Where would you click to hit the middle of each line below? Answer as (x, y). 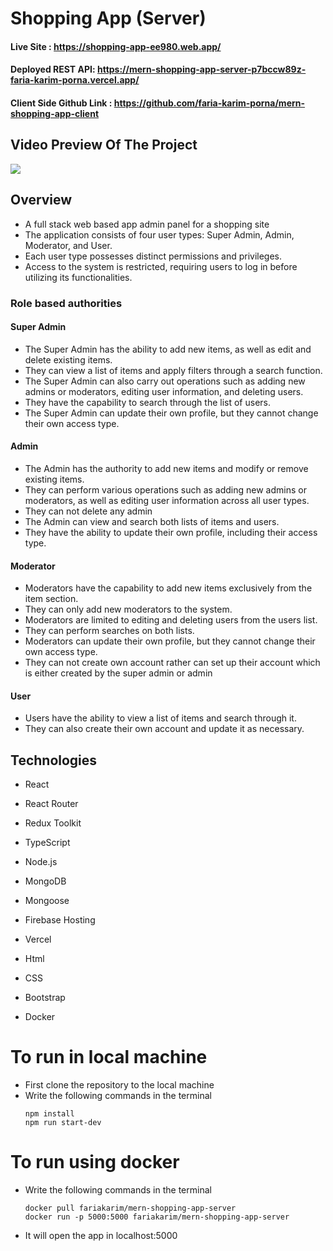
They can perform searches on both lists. (109, 631)
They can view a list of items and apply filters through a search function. (173, 370)
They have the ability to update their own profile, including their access (171, 532)
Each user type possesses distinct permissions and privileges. (153, 256)
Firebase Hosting (60, 920)
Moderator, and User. (68, 245)
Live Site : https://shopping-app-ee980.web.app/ (116, 46)
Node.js (41, 862)
